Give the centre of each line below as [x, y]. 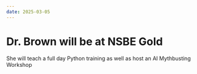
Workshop [19, 64]
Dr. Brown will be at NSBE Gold [85, 41]
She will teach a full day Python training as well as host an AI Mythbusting [98, 58]
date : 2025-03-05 [28, 12]
